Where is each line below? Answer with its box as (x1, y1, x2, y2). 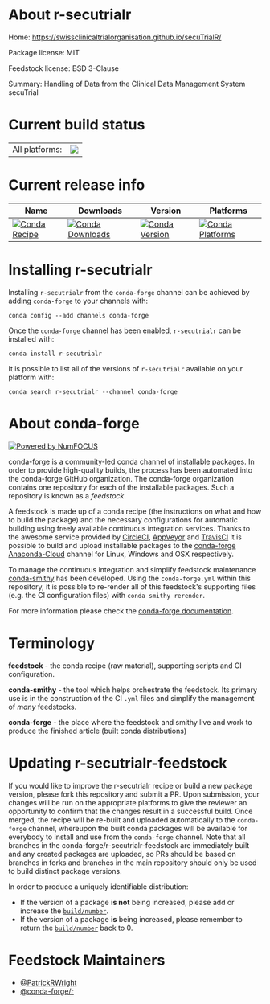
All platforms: (12, 143, 63, 154)
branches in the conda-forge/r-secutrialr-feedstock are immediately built (8, 840, 250, 850)
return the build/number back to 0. (19, 923, 133, 932)
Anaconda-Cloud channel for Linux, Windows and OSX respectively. (8, 549, 235, 559)
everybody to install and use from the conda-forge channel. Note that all (8, 832, 246, 842)
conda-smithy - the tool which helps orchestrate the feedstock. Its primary (8, 685, 258, 695)
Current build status (8, 116, 145, 134)
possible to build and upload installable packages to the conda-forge (8, 540, 236, 550)
